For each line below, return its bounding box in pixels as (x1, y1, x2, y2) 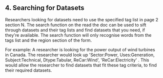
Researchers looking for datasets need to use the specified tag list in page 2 (5, 16, 159, 22)
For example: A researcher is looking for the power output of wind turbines (5, 47, 155, 52)
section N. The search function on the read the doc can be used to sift (5, 22, 146, 28)
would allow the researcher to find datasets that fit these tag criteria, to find (5, 62, 157, 68)
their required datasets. (5, 67, 52, 73)
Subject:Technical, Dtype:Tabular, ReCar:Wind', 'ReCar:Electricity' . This (5, 57, 150, 62)
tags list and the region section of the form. (5, 37, 92, 43)
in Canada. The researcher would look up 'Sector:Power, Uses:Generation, (5, 52, 155, 58)
